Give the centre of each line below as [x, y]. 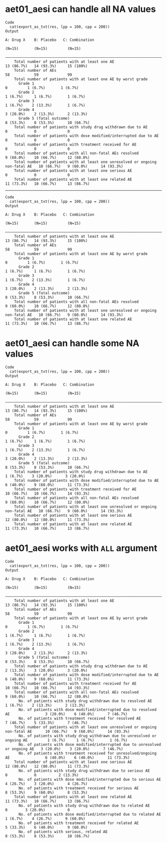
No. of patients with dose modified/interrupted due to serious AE [90, 779]
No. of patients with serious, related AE [63, 832]
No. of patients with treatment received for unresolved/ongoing [87, 753]
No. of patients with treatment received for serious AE [79, 788]
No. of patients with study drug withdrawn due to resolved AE [85, 701]
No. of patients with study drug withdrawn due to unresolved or [87, 736]
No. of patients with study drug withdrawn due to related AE [84, 806]
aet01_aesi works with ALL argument [81, 548]
